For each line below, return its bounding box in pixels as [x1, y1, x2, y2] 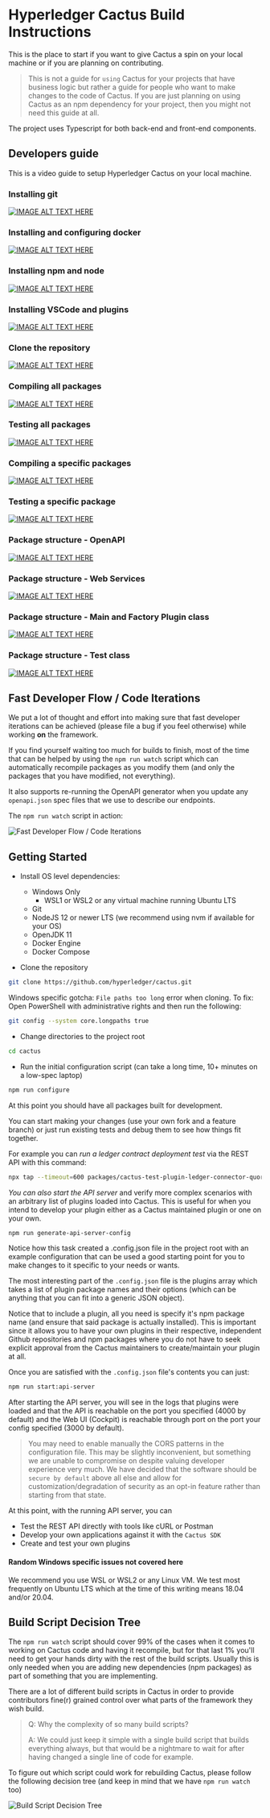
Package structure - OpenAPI [8, 535, 125, 546]
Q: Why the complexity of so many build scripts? [27, 1720, 189, 1729]
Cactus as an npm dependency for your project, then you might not [27, 99, 252, 109]
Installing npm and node [8, 265, 104, 277]
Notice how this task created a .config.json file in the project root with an [8, 1243, 249, 1253]
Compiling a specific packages [8, 457, 132, 468]
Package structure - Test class [8, 650, 130, 661]
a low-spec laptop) [19, 1070, 83, 1080]
